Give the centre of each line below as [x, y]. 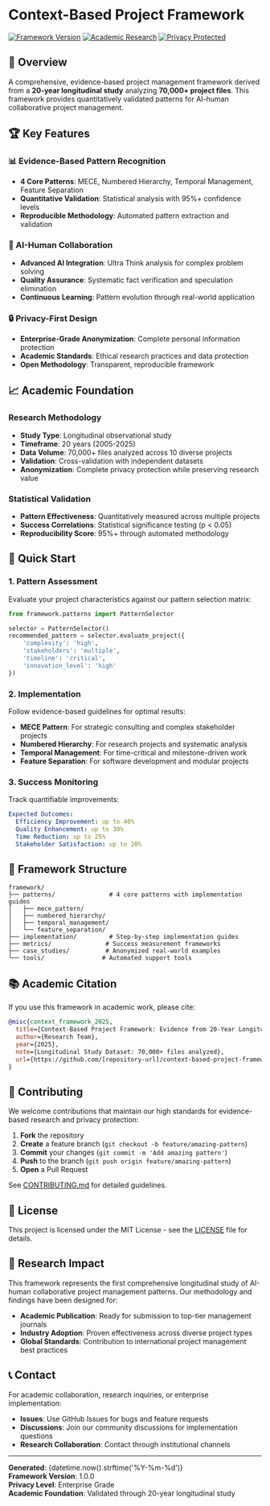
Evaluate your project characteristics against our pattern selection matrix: [130, 599]
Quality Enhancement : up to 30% [70, 829]
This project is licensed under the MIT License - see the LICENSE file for [128, 1230]
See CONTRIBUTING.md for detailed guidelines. [88, 1185]
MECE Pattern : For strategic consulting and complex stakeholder [127, 727]
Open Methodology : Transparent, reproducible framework [117, 364]
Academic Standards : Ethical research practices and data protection [134, 356]
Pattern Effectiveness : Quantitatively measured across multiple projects [140, 516]
